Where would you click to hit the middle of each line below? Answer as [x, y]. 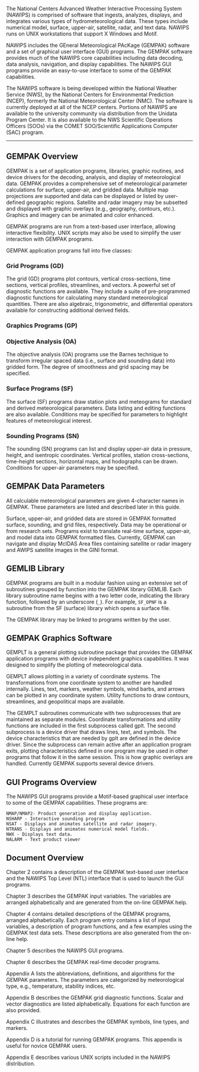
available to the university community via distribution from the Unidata [92, 113]
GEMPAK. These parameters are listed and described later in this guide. [94, 507]
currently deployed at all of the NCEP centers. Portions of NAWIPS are [92, 107]
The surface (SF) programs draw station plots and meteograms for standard [99, 401]
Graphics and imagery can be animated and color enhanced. [80, 215]
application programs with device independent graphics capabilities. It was [98, 659]
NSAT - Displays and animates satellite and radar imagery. [82, 824]
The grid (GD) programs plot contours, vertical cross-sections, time [88, 279]
